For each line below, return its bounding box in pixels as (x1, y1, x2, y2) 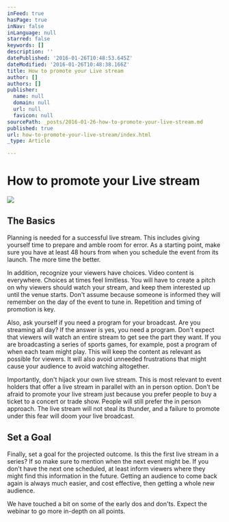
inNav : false (7, 23, 44, 29)
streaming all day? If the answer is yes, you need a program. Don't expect (7, 325, 215, 333)
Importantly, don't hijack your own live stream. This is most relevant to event (7, 375, 222, 383)
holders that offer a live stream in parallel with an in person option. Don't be (7, 382, 220, 391)
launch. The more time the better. (7, 255, 101, 263)
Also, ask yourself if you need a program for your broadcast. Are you (7, 318, 201, 327)
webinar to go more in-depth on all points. (7, 507, 126, 515)
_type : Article (7, 138, 51, 145)
